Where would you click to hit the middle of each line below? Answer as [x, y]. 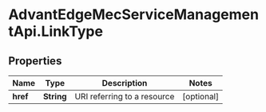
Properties [35, 61]
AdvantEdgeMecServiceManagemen [134, 15]
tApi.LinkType [56, 31]
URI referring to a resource [125, 97]
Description [125, 83]
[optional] [201, 97]
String [55, 97]
